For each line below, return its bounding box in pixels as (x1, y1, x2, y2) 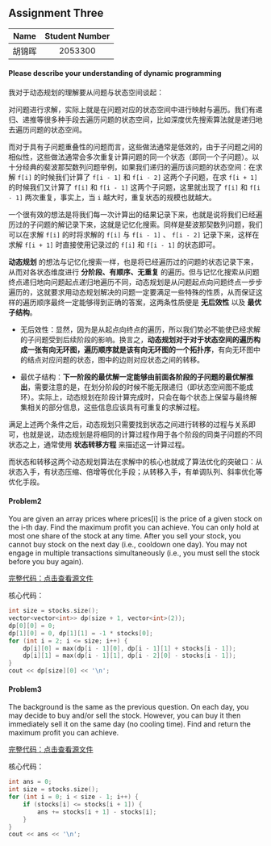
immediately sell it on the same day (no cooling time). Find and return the (8, 719, 252, 729)
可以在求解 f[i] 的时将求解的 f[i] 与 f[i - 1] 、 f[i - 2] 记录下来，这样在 (8, 230, 260, 240)
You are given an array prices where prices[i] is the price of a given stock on (8, 514, 263, 524)
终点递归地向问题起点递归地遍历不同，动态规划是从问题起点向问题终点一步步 (8, 278, 263, 287)
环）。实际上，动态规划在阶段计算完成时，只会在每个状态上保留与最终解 (19, 392, 257, 402)
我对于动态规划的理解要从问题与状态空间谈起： (8, 88, 164, 98)
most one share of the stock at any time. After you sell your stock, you (8, 531, 242, 541)
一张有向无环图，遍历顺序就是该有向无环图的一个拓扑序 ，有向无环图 (27, 345, 254, 354)
